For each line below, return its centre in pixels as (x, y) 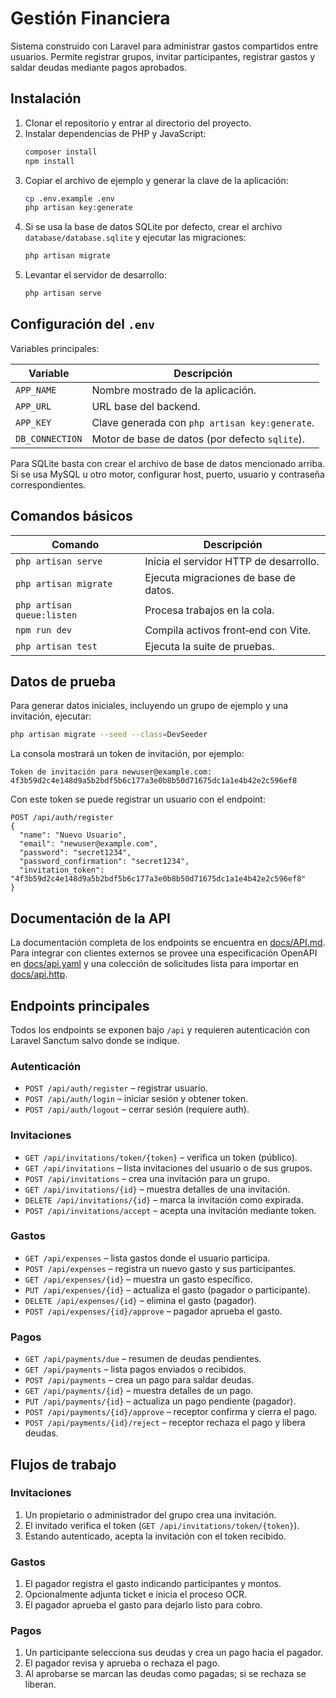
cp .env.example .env (69, 198)
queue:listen (46, 615)
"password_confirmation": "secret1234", (104, 862)
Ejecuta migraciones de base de (220, 577)
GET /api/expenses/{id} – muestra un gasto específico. (138, 1279)
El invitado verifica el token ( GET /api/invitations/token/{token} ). (162, 1525)
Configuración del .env (82, 324)
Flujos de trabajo (63, 1464)
